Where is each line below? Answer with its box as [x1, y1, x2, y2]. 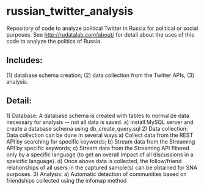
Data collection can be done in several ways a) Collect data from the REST [6, 131, 194, 139]
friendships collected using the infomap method [6, 177, 127, 184]
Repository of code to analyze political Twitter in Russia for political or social [6, 24, 199, 32]
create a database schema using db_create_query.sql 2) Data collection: [6, 125, 188, 132]
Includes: [6, 55, 43, 65]
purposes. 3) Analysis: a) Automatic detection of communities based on [6, 170, 187, 178]
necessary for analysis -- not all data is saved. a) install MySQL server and [6, 118, 194, 126]
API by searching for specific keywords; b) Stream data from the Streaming [6, 137, 195, 145]
